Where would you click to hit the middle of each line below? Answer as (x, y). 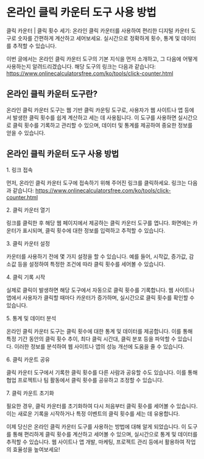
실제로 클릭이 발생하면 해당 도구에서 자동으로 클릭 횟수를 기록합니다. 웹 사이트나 (100, 290)
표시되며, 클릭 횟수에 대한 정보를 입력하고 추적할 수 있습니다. (94, 230)
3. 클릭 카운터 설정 (28, 243)
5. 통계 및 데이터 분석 (31, 318)
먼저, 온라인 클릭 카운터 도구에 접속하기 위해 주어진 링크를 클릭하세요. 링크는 (97, 183)
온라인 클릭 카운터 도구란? (52, 94)
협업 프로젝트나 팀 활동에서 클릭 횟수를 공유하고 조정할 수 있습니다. (85, 380)
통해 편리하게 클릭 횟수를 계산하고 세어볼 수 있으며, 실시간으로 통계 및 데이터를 (105, 434)
